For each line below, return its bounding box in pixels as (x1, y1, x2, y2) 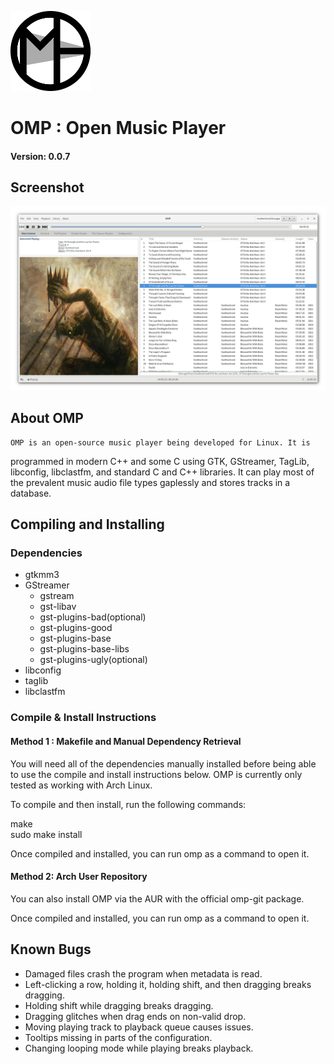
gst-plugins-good (39, 622, 113, 634)
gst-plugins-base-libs (39, 643, 130, 655)
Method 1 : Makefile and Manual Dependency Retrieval (10, 735, 242, 747)
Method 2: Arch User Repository (10, 871, 148, 883)
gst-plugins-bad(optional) (39, 611, 147, 623)
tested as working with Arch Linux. (10, 779, 153, 791)
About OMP (10, 410, 84, 427)
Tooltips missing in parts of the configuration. (24, 1031, 213, 1043)
